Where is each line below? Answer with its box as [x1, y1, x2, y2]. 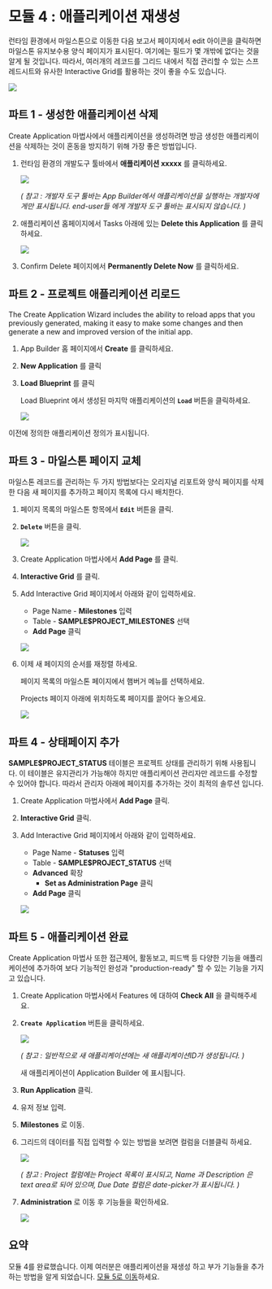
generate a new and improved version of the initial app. [8, 326, 193, 336]
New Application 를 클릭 [19, 360, 101, 370]
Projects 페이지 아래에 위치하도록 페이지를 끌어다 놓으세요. [19, 693, 206, 704]
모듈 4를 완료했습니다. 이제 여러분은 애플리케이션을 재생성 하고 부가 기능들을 [8, 1261, 249, 1271]
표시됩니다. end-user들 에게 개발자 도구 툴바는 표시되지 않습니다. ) [35, 201, 246, 211]
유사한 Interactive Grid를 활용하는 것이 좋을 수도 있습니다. [43, 66, 227, 76]
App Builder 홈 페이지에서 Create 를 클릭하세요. [19, 343, 174, 353]
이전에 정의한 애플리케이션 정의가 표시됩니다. [8, 428, 150, 438]
